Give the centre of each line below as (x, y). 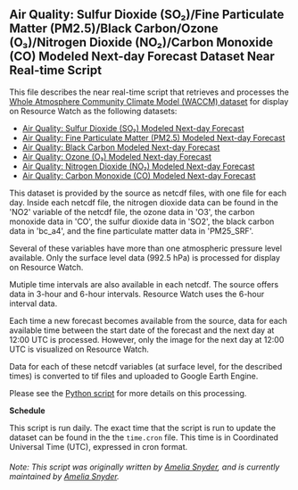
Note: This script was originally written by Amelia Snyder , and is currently (145, 467)
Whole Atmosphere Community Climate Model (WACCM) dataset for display (149, 101)
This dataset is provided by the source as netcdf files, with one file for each (148, 193)
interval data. (33, 303)
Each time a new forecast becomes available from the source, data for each (149, 320)
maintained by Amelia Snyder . (64, 477)
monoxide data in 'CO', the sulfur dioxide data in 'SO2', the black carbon (142, 221)
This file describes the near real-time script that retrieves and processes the (149, 92)
